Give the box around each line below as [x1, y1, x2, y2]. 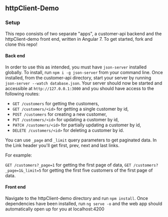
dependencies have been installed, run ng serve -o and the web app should [5, 201, 162, 207]
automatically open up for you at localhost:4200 [5, 206, 104, 212]
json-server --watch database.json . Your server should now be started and [5, 80, 162, 86]
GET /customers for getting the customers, [12, 100, 99, 106]
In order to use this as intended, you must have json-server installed [5, 64, 147, 70]
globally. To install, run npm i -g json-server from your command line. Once [5, 69, 163, 75]
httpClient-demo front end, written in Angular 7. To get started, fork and [5, 36, 153, 42]
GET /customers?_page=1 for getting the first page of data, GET [5, 162, 131, 168]
